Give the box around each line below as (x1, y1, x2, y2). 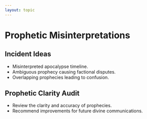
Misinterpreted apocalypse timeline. (12, 63, 88, 69)
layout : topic (5, 7, 35, 13)
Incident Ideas (5, 50, 52, 59)
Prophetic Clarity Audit (5, 89, 80, 98)
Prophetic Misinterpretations (5, 29, 131, 41)
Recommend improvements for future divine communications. (12, 108, 143, 114)
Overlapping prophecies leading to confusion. (12, 74, 109, 80)
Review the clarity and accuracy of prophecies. (12, 103, 112, 109)
